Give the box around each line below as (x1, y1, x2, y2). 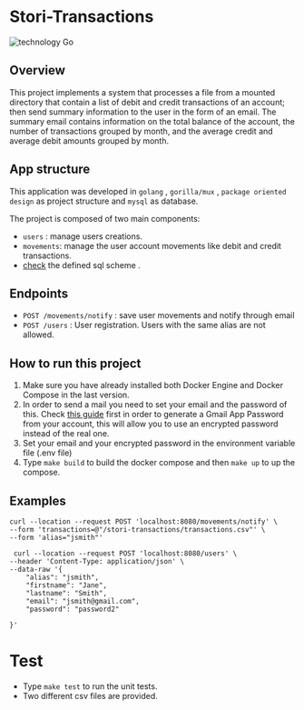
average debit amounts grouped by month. (9, 135, 170, 146)
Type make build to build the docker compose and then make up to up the (22, 457, 296, 468)
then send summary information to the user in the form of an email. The (9, 106, 277, 117)
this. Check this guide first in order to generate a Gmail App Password (22, 409, 284, 420)
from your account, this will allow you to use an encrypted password (22, 418, 279, 429)
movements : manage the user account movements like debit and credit (22, 240, 281, 251)
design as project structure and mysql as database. (9, 195, 199, 206)
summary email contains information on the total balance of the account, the (9, 115, 295, 126)
